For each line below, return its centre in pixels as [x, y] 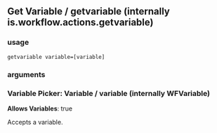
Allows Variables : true [40, 108]
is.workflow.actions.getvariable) [80, 23]
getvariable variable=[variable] [56, 57]
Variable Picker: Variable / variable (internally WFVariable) [109, 93]
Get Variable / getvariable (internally [88, 12]
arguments [26, 74]
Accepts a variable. [35, 122]
